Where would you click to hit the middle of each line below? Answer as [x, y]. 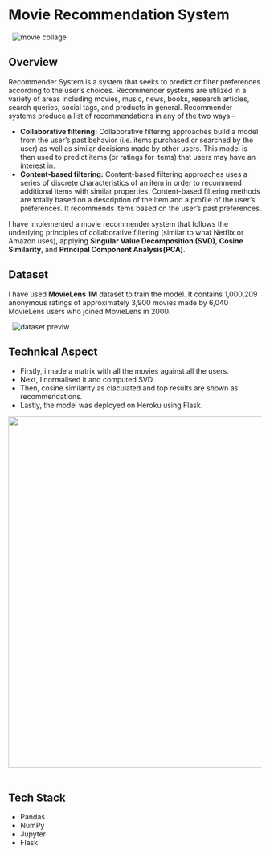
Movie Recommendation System [119, 15]
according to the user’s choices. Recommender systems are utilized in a [127, 90]
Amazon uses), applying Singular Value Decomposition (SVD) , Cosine [126, 241]
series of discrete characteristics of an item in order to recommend [131, 182]
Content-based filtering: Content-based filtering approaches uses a [133, 174]
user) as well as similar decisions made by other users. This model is [133, 148]
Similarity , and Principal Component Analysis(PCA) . [97, 249]
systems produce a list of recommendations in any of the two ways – [122, 116]
